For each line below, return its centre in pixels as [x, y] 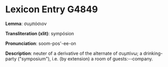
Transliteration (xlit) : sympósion [40, 33]
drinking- [153, 53]
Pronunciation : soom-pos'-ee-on [41, 43]
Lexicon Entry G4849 [52, 9]
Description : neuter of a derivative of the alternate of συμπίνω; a [74, 53]
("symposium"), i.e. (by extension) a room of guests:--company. [85, 59]
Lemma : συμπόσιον [26, 24]
